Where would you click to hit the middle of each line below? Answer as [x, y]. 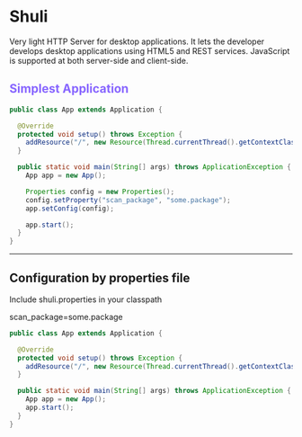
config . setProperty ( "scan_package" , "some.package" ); [128, 200]
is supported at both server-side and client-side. [99, 60]
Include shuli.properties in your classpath [86, 299]
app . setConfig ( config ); [70, 209]
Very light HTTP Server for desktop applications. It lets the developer [137, 41]
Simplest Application [69, 89]
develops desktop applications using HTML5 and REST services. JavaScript [150, 50]
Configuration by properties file [100, 277]
